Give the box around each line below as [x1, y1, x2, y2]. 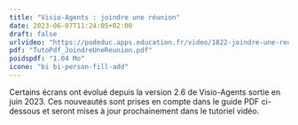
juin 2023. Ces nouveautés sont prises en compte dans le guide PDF [9, 96, 260, 106]
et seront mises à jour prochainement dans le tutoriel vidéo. [42, 105, 260, 116]
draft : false [9, 29, 58, 38]
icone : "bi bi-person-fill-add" [9, 63, 129, 72]
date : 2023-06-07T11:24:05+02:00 [9, 21, 133, 30]
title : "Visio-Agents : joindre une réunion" [9, 12, 180, 22]
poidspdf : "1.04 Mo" [9, 54, 86, 63]
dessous [9, 105, 41, 116]
